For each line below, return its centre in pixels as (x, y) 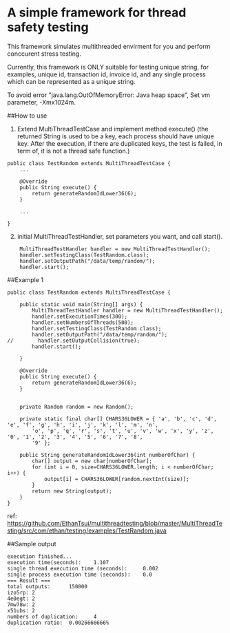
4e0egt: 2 (21, 599)
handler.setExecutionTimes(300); (80, 316)
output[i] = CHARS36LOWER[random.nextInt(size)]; (116, 479)
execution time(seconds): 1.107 (58, 562)
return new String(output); (72, 491)
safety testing (48, 27)
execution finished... (40, 556)
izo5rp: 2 (21, 592)
